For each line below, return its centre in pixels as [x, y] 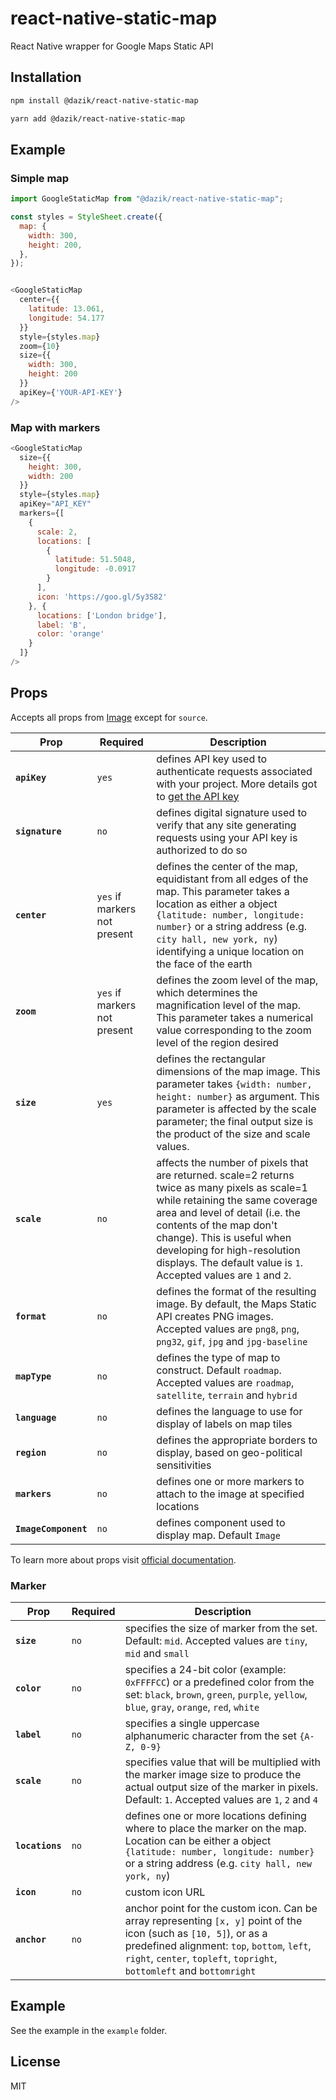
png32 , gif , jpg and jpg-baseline [232, 1341]
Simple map [40, 178]
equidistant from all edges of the [232, 879]
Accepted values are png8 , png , [228, 1329]
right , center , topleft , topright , [201, 1959]
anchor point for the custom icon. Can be [221, 1909]
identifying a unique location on [230, 951]
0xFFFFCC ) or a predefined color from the [219, 1682]
